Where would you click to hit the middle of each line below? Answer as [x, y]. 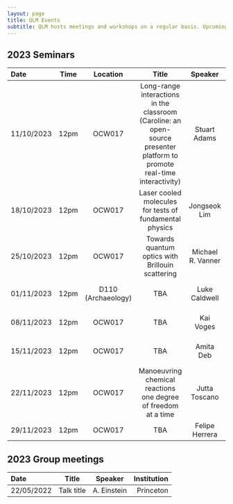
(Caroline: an [161, 121]
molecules [160, 202]
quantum [160, 247]
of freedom [160, 406]
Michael [205, 252]
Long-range [160, 86]
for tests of [160, 211]
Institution [151, 479]
